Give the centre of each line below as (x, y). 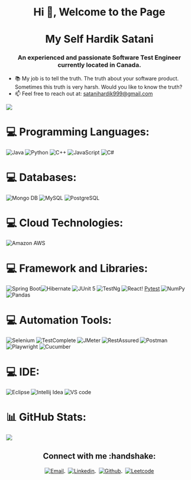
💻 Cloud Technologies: (64, 223)
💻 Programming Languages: (78, 132)
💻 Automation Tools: (59, 320)
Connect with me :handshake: (99, 456)
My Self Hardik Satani (99, 39)
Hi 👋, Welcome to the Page (99, 12)
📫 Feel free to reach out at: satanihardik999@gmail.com (84, 94)
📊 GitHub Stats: (46, 417)
